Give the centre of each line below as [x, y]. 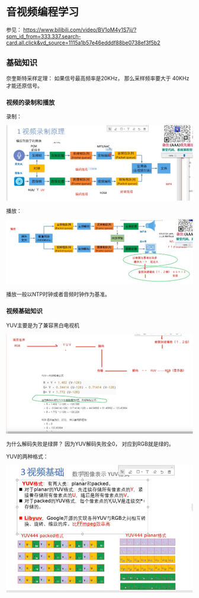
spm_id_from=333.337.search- [44, 36]
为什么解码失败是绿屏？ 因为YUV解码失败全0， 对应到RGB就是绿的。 [90, 444]
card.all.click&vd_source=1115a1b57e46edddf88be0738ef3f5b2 [84, 43]
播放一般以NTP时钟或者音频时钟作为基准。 [58, 295]
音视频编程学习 [43, 12]
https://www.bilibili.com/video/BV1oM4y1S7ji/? [80, 30]
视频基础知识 [25, 311]
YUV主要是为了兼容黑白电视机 [43, 325]
